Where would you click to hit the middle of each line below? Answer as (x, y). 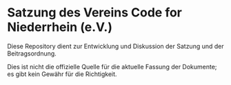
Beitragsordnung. (32, 53)
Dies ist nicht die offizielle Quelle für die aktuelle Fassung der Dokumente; (112, 66)
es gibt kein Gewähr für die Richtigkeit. (62, 74)
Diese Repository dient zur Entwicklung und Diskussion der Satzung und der (115, 46)
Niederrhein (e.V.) (60, 27)
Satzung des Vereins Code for (95, 13)
